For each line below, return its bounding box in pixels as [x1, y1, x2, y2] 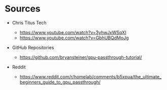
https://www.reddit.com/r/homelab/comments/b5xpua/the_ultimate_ [19, 73, 162, 79]
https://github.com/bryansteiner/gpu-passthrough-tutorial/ [19, 54, 142, 60]
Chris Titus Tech [12, 20, 47, 26]
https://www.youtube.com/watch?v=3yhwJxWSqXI [19, 29, 127, 35]
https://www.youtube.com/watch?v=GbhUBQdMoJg [19, 35, 129, 41]
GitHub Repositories [12, 44, 54, 50]
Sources [5, 3, 41, 15]
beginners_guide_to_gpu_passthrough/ [19, 79, 101, 85]
